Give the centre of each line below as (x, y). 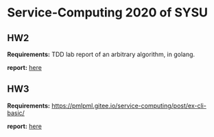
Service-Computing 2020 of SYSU (107, 13)
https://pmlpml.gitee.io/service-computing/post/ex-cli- (129, 105)
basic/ (16, 113)
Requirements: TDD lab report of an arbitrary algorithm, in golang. (101, 54)
